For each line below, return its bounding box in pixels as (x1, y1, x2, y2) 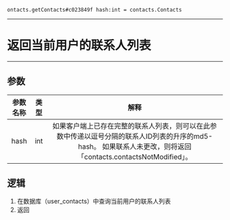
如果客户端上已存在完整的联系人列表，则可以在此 (52, 121, 211, 130)
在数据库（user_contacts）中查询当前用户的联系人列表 (16, 197, 171, 205)
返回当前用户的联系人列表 (7, 38, 152, 53)
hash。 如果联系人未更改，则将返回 (77, 141, 192, 151)
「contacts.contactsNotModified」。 (77, 151, 193, 161)
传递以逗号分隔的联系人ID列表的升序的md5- (70, 131, 214, 140)
